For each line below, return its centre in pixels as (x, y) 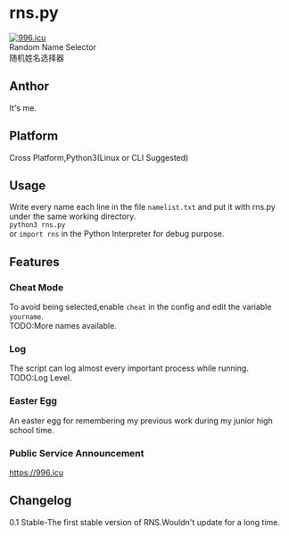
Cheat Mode (37, 287)
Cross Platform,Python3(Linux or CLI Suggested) (99, 157)
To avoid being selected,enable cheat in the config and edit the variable (140, 307)
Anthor (29, 86)
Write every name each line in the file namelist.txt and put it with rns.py (143, 207)
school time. (32, 430)
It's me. (23, 108)
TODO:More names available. (63, 326)
